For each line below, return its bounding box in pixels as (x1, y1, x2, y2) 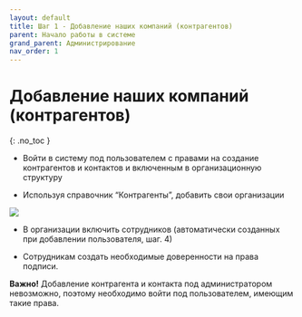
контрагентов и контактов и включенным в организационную (22, 162, 262, 173)
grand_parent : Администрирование (9, 38, 136, 48)
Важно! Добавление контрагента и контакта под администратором (9, 278, 273, 290)
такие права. (9, 298, 59, 309)
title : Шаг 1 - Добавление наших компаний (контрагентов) (9, 22, 233, 31)
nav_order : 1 (9, 47, 59, 56)
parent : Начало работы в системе (9, 30, 136, 39)
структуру (22, 172, 63, 183)
